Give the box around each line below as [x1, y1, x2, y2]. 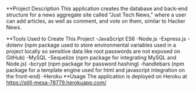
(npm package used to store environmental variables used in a [24, 41, 177, 48]
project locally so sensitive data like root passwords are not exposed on [6, 48, 181, 55]
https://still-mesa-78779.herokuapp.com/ [6, 79, 107, 86]
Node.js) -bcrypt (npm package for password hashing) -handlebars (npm [6, 60, 185, 67]
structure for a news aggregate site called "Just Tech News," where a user [6, 11, 187, 18]
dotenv [6, 41, 24, 48]
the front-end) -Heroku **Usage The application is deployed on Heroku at [6, 73, 187, 80]
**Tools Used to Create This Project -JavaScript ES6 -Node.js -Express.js [6, 35, 187, 42]
